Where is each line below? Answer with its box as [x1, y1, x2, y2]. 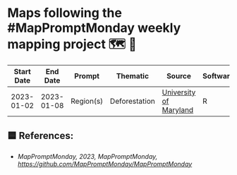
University [162, 87, 196, 97]
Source [166, 71, 192, 80]
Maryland [162, 104, 194, 114]
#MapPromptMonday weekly [7, 20, 181, 36]
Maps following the [7, 5, 122, 21]
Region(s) [70, 96, 104, 106]
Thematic [116, 71, 150, 80]
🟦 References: [7, 130, 74, 142]
